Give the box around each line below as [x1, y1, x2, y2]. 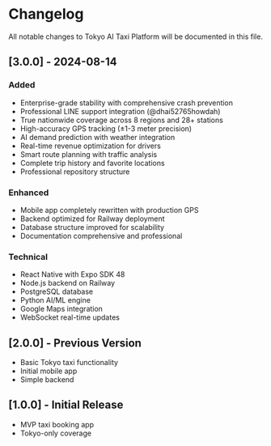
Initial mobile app [19, 366, 78, 376]
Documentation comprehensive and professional [19, 231, 183, 240]
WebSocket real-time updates [19, 312, 120, 322]
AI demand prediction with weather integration [19, 132, 176, 142]
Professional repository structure [19, 167, 130, 176]
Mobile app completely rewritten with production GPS [19, 205, 199, 215]
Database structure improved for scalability [19, 222, 164, 231]
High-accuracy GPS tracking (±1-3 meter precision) [19, 123, 193, 134]
